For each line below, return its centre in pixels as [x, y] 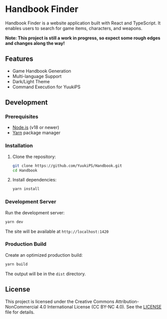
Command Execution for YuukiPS [46, 87]
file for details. [20, 312]
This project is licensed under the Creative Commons [60, 301]
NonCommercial [22, 307]
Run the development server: [35, 212]
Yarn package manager [36, 133]
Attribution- [127, 301]
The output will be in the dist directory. [46, 274]
